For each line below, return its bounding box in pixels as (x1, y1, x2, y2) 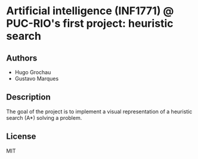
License (6, 132, 36, 142)
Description (6, 92, 51, 102)
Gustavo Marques (14, 75, 59, 82)
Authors (6, 53, 38, 63)
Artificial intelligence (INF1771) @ (6, 4, 174, 18)
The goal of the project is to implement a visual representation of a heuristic (6, 108, 193, 115)
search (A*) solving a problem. (6, 114, 82, 121)
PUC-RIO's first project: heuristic (6, 17, 174, 30)
